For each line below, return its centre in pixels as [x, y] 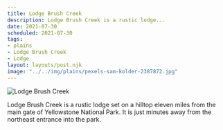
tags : [15, 39]
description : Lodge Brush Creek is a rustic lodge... [87, 20]
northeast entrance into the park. [54, 119]
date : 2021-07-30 [32, 26]
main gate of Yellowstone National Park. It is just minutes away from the [109, 112]
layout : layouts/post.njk [44, 65]
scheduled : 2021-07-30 [40, 33]
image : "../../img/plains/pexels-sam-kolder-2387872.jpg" [92, 71]
